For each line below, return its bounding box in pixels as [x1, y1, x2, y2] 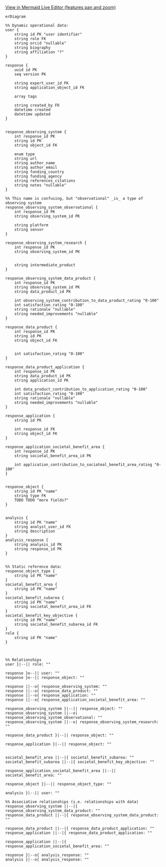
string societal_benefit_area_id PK [14, 453, 92, 458]
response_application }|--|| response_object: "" [5, 742, 112, 747]
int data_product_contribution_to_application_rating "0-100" [14, 387, 148, 392]
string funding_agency [14, 174, 62, 179]
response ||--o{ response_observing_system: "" [5, 684, 107, 689]
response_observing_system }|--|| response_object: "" [5, 706, 123, 711]
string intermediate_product [14, 263, 76, 268]
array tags [14, 94, 37, 99]
